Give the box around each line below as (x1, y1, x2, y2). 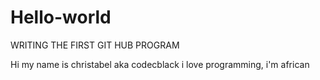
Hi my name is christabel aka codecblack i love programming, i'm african (10, 58, 310, 70)
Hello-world (10, 6, 112, 29)
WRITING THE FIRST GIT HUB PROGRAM (10, 39, 180, 51)
